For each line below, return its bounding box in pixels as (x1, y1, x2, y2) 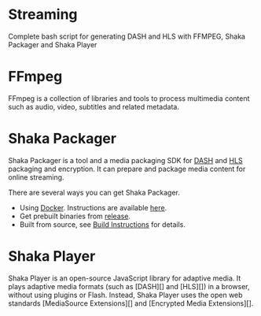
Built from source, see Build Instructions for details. (19, 219, 186, 229)
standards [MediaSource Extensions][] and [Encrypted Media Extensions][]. (8, 298, 254, 308)
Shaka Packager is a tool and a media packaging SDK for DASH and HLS (8, 155, 243, 165)
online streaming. (8, 172, 64, 182)
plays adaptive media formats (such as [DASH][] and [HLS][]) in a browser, (8, 281, 250, 291)
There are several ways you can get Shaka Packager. (8, 188, 181, 197)
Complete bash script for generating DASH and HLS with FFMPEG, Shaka (8, 32, 246, 41)
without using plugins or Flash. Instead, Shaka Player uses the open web (8, 290, 243, 299)
